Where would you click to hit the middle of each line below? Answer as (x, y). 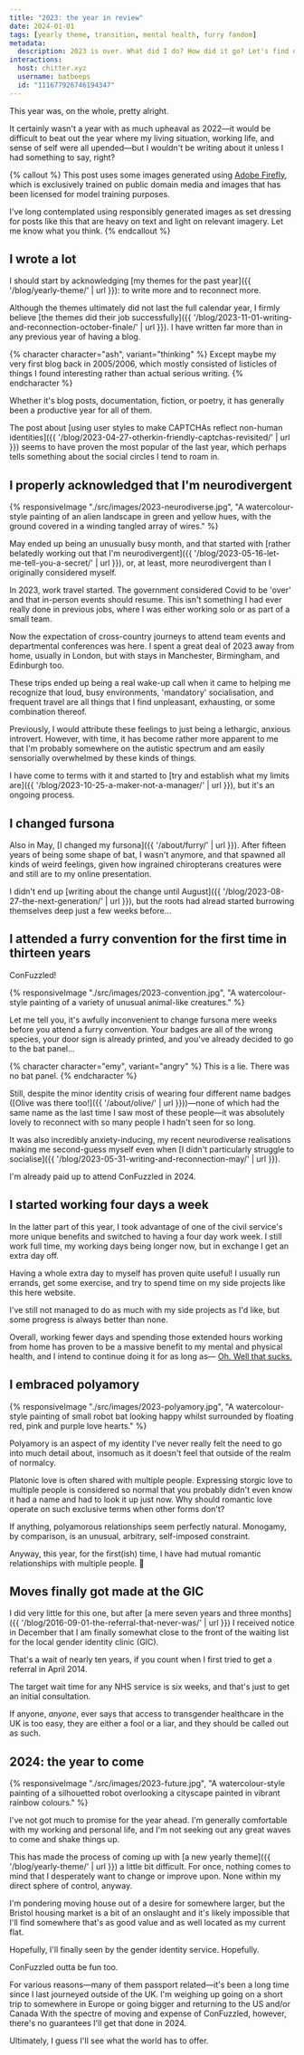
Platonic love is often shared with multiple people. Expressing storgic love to (151, 1479)
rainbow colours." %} (49, 1803)
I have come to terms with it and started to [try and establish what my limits (149, 775)
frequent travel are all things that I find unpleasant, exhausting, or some (142, 702)
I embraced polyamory (75, 1385)
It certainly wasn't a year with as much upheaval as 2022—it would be (140, 128)
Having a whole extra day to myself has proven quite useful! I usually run (145, 1273)
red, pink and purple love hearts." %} (78, 1425)
